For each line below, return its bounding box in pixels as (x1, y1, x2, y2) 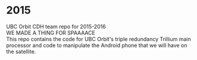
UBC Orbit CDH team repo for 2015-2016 (6, 23, 106, 30)
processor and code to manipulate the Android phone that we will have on (6, 42, 187, 49)
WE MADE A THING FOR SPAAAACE (6, 29, 95, 36)
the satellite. (6, 48, 36, 55)
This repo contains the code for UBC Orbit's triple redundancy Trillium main (6, 35, 192, 42)
